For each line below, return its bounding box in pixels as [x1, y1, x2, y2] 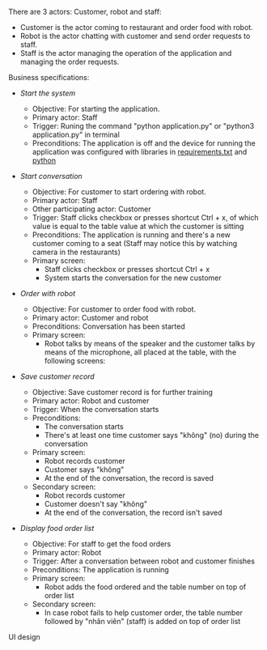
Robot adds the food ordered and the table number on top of [44, 582, 247, 592]
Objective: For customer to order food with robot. [32, 304, 197, 314]
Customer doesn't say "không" [44, 499, 148, 508]
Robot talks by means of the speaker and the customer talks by [44, 339, 256, 348]
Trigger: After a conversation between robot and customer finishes [32, 556, 255, 566]
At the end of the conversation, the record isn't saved [44, 508, 222, 517]
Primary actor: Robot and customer [32, 396, 150, 406]
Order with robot [19, 289, 76, 298]
